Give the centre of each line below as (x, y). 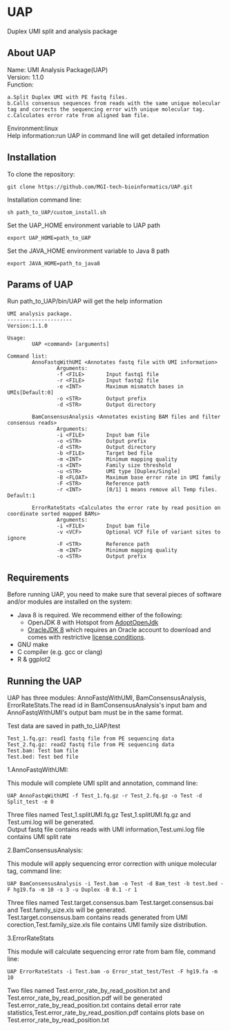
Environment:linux (33, 128)
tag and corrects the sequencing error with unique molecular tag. (106, 109)
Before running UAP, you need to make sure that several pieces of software (115, 594)
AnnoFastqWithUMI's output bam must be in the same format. (95, 712)
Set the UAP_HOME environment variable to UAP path (84, 225)
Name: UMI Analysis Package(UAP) (58, 69)
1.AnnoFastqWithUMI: (38, 769)
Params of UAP (40, 284)
